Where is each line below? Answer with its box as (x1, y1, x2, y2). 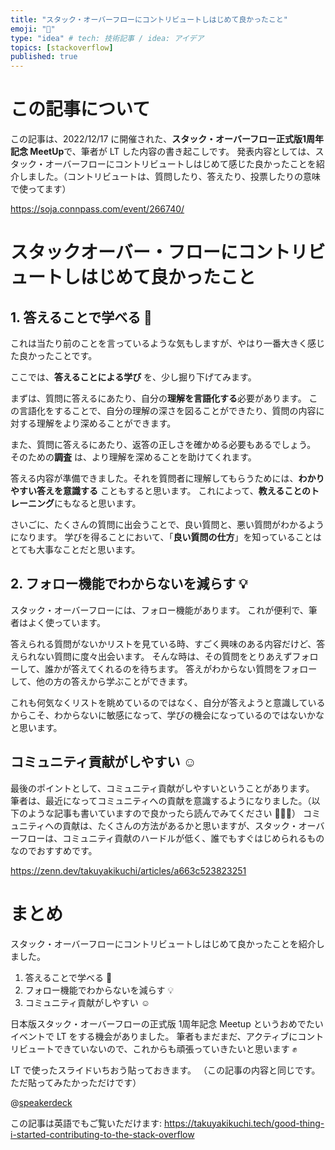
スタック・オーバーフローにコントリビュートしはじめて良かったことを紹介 (10, 937, 317, 950)
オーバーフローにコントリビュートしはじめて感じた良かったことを (44, 158, 317, 170)
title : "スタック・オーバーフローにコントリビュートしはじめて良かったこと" (10, 14, 288, 25)
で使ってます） (10, 183, 72, 195)
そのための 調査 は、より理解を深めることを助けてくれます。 (10, 451, 257, 463)
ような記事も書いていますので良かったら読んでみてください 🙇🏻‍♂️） (27, 807, 301, 819)
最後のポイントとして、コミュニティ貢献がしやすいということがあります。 (10, 782, 315, 794)
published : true (10, 52, 78, 62)
